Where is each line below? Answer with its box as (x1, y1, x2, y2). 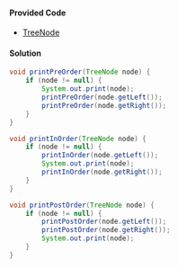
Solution (9, 48, 42, 58)
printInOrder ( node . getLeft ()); (41, 151, 159, 160)
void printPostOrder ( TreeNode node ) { (9, 201, 155, 210)
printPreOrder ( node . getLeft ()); (41, 93, 164, 103)
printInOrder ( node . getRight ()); (41, 167, 164, 177)
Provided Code (9, 7, 67, 18)
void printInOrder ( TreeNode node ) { (9, 134, 147, 143)
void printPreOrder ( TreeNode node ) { (9, 67, 151, 76)
